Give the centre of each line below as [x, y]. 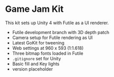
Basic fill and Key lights [36, 64]
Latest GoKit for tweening [38, 42]
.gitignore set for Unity [37, 58]
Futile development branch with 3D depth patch [61, 32]
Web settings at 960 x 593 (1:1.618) [48, 48]
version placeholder [33, 69]
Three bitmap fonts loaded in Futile [48, 53]
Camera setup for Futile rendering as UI [52, 38]
